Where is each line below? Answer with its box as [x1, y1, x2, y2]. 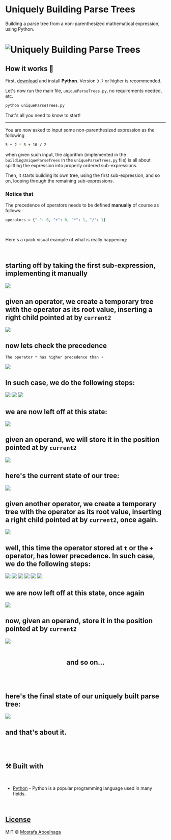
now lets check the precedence [5, 341, 107, 350]
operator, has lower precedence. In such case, [5, 551, 155, 560]
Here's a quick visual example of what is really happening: [5, 236, 127, 242]
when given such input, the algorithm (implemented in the [5, 151, 126, 157]
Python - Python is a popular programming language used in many [12, 785, 153, 791]
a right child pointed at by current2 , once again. [5, 515, 159, 524]
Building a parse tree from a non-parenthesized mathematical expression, [5, 20, 160, 27]
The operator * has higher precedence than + [5, 355, 103, 360]
